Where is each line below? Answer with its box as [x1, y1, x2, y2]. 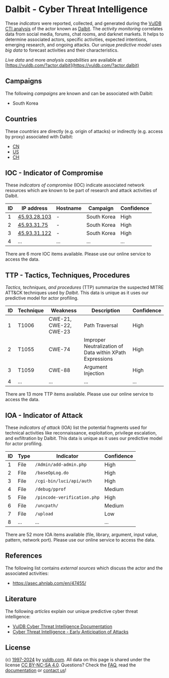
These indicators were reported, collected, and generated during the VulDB [5, 20, 162, 26]
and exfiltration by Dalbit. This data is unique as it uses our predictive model [5, 435, 162, 441]
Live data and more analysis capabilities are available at [5, 57, 122, 63]
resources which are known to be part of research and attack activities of [5, 187, 157, 193]
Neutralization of [83, 343, 123, 350]
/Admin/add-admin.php [35, 462, 87, 467]
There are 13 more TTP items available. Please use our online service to [5, 391, 153, 397]
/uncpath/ [35, 503, 59, 508]
